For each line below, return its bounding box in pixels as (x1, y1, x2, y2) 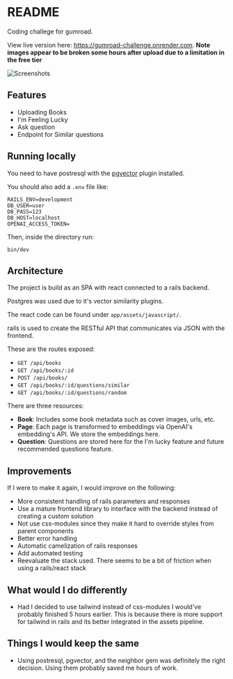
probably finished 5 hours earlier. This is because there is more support (17, 610, 223, 618)
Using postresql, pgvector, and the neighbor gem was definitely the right (17, 656, 226, 664)
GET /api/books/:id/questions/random (17, 389, 127, 396)
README (7, 4, 60, 20)
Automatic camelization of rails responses (17, 542, 138, 550)
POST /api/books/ (17, 375, 68, 382)
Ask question (17, 123, 56, 131)
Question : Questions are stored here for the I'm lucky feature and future (17, 438, 225, 446)
